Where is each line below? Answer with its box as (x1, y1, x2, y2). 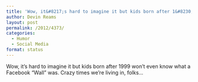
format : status (6, 47, 44, 53)
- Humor (11, 36, 31, 42)
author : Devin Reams (6, 14, 57, 20)
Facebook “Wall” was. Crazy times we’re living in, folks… (6, 69, 143, 76)
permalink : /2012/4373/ (6, 25, 65, 31)
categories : (6, 30, 35, 36)
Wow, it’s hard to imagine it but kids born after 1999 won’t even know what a (6, 63, 191, 70)
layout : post (6, 19, 38, 25)
